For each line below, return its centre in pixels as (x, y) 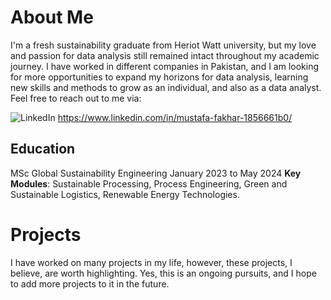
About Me (52, 17)
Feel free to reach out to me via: (76, 98)
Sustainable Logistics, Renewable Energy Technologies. (125, 194)
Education (43, 149)
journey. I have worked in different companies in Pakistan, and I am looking (165, 66)
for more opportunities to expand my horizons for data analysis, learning (159, 77)
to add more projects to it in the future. (90, 283)
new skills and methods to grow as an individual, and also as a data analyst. (166, 87)
